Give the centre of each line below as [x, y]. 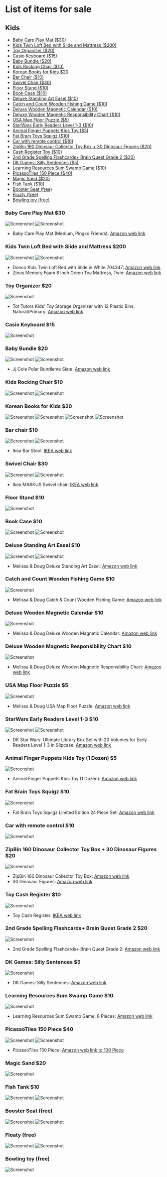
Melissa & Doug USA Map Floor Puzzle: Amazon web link [71, 706]
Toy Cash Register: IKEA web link [47, 915]
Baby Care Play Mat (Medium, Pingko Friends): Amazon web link [79, 233]
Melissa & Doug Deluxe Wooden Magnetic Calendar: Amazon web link [85, 633]
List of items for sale [48, 9]
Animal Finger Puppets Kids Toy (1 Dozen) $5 [61, 758]
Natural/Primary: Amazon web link [48, 311]
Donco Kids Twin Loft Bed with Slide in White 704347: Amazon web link [87, 267]
